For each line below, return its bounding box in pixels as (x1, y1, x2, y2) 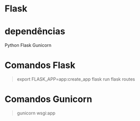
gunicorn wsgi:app (16, 110, 56, 116)
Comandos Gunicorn (4, 94, 93, 105)
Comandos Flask (4, 60, 76, 71)
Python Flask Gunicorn (4, 42, 52, 48)
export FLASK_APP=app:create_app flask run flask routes (16, 76, 136, 82)
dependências (4, 26, 65, 37)
